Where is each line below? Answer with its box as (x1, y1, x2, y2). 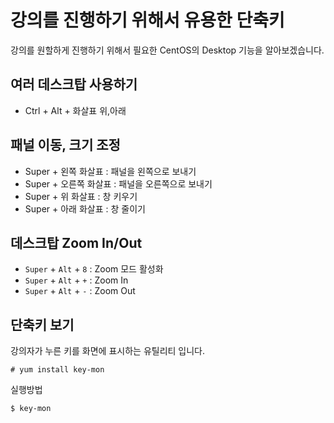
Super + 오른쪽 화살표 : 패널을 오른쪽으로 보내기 (24, 177, 213, 190)
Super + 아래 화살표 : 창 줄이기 (24, 202, 146, 215)
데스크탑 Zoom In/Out (10, 234, 143, 251)
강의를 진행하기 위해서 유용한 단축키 (10, 9, 285, 32)
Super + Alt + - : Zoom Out (24, 285, 136, 297)
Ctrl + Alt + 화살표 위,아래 (24, 104, 127, 116)
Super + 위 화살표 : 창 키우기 (24, 190, 138, 202)
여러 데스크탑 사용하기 (10, 76, 138, 93)
